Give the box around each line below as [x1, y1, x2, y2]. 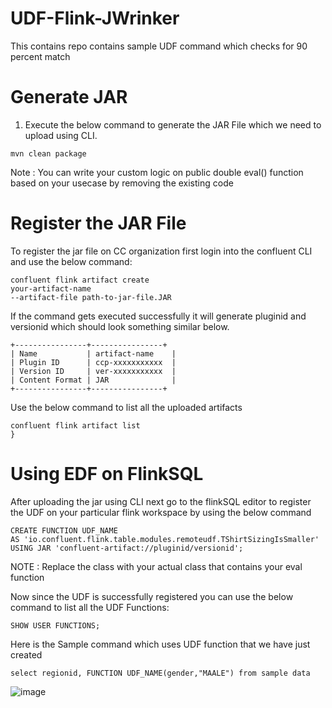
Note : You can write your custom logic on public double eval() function [10, 166, 304, 178]
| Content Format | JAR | [10, 375, 177, 385]
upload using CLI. [24, 129, 98, 141]
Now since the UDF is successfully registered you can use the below [10, 590, 294, 602]
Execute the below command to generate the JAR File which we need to [24, 118, 322, 131]
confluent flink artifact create [10, 275, 150, 285]
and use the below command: [10, 255, 133, 267]
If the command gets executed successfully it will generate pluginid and [10, 310, 307, 322]
